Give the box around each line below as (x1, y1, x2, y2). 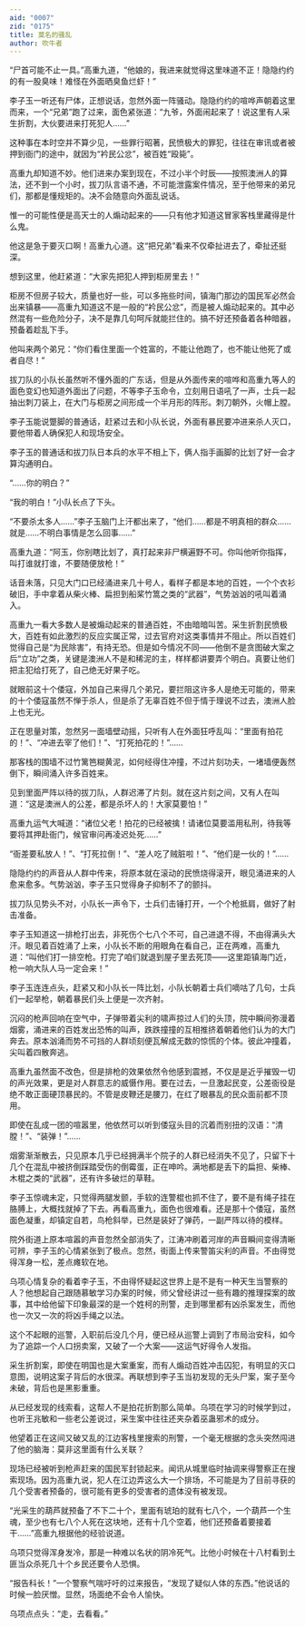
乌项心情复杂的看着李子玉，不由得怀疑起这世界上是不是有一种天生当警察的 (9, 1276, 288, 1287)
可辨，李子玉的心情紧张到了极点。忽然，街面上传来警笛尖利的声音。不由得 (9, 1245, 288, 1257)
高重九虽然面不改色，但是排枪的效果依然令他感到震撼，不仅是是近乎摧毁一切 (9, 1066, 296, 1077)
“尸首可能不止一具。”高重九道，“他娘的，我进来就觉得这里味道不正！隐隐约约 (9, 64, 295, 75)
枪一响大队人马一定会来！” (9, 963, 109, 974)
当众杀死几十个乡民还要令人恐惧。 (16, 1558, 145, 1570)
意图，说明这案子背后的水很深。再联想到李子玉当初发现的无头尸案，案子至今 (9, 1371, 296, 1382)
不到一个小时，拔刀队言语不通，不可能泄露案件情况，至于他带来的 (33, 179, 280, 191)
